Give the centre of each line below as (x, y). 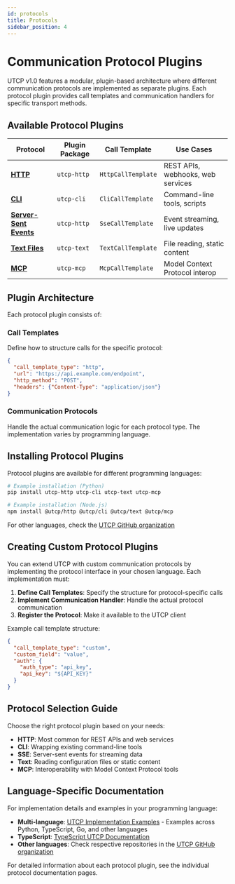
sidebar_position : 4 (37, 27)
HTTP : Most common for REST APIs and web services (95, 739)
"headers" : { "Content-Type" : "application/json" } (87, 387)
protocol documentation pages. (52, 872)
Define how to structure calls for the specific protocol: (85, 348)
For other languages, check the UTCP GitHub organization (91, 525)
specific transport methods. (47, 103)
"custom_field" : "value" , (51, 654)
